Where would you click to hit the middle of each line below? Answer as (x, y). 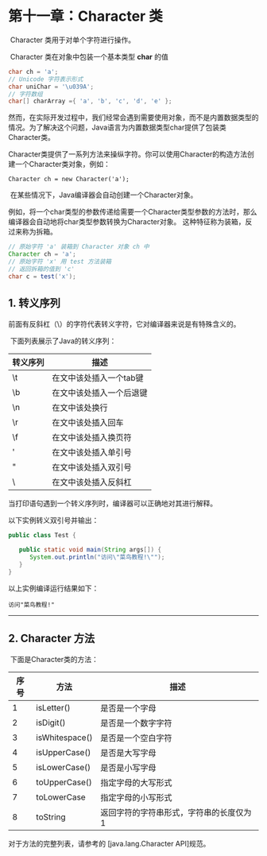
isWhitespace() (64, 738)
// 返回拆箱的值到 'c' (42, 269)
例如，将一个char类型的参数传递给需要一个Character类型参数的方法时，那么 (133, 212)
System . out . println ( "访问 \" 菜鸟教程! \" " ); (97, 557)
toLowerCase (60, 797)
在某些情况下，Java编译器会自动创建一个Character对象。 (104, 195)
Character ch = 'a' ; (43, 254)
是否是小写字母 (128, 768)
